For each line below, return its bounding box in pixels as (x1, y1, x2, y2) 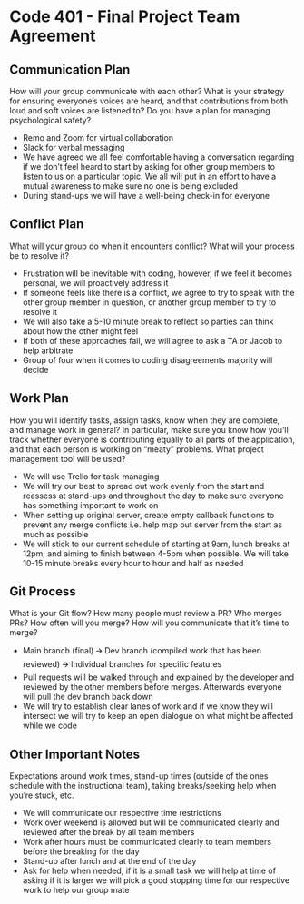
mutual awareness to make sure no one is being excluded (22, 181, 239, 192)
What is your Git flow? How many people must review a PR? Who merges (9, 608, 283, 619)
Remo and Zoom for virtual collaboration (22, 133, 174, 142)
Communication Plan (9, 62, 131, 77)
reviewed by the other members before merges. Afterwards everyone (22, 682, 283, 693)
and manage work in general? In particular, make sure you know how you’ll (9, 424, 289, 435)
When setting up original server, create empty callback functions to (22, 509, 275, 520)
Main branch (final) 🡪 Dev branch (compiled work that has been (22, 645, 261, 656)
